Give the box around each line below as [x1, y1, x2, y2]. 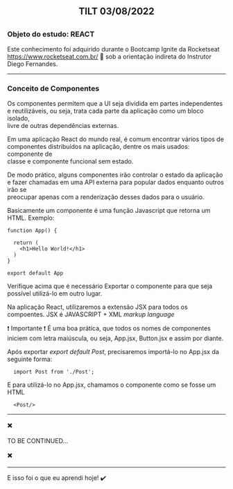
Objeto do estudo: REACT [7, 29, 95, 39]
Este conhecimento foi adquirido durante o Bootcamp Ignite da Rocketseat [7, 45, 220, 54]
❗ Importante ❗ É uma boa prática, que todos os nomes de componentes [7, 324, 212, 332]
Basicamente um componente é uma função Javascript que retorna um [7, 207, 211, 215]
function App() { [7, 227, 58, 234]
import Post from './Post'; [13, 369, 95, 376]
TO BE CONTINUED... [7, 437, 69, 445]
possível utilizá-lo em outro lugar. [7, 289, 103, 298]
